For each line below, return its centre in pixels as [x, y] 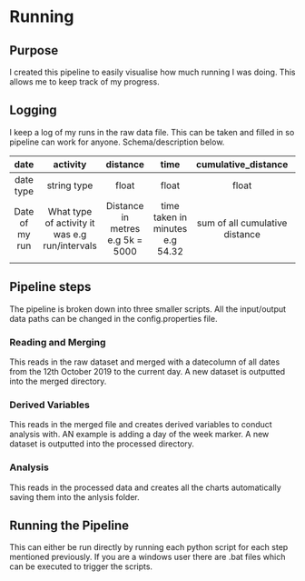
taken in [170, 217]
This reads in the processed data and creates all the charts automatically [145, 487]
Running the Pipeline [69, 525]
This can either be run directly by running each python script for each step [149, 547]
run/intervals [69, 245]
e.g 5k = [125, 240]
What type [70, 211]
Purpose [34, 50]
